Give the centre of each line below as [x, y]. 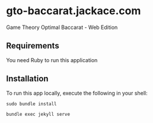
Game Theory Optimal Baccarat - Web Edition [62, 27]
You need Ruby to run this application [52, 60]
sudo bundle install [32, 104]
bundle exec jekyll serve [38, 114]
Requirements [33, 46]
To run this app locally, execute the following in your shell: [77, 93]
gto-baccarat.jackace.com [74, 11]
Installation [27, 79]
